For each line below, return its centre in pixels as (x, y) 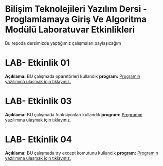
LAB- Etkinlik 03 (38, 101)
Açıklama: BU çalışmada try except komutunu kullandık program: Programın (82, 153)
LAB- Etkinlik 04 (38, 139)
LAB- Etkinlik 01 (37, 63)
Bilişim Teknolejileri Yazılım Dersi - (76, 9)
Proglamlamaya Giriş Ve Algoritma (76, 19)
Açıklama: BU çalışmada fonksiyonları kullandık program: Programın (74, 114)
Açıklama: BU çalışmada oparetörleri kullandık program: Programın (72, 76)
